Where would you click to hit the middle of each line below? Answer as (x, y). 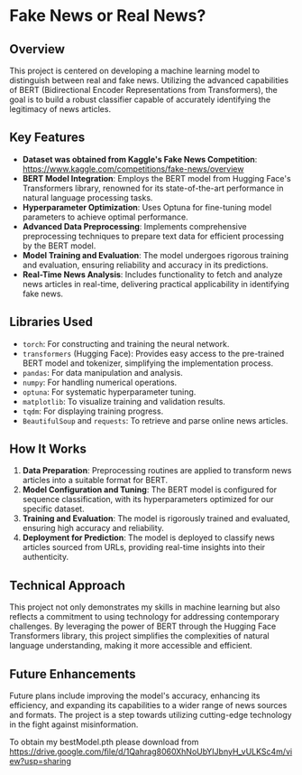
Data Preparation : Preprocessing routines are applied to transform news (157, 471)
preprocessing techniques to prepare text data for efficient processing (153, 236)
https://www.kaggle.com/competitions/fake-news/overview (133, 169)
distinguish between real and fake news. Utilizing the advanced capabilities (149, 80)
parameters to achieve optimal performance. (105, 217)
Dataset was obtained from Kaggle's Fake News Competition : (140, 159)
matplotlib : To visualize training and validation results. (124, 401)
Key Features (47, 138)
